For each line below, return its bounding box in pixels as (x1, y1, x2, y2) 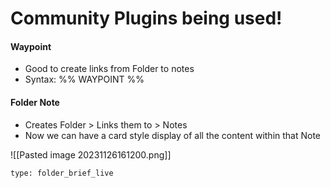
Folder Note (10, 96, 60, 108)
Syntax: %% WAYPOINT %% (24, 73, 145, 86)
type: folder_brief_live (10, 168, 114, 178)
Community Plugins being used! (10, 7, 283, 30)
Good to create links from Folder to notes (24, 63, 195, 75)
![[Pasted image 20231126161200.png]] (10, 148, 172, 161)
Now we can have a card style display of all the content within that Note (24, 129, 322, 141)
